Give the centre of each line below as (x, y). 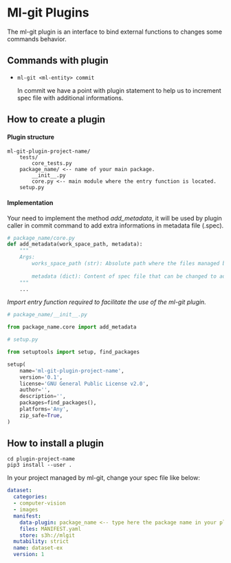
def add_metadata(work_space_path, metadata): (75, 244)
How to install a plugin (56, 444)
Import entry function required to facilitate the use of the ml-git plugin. (107, 302)
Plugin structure (31, 137)
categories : (31, 497)
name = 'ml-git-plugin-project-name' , (72, 371)
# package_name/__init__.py (47, 315)
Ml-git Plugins (48, 13)
